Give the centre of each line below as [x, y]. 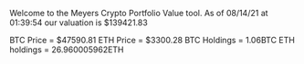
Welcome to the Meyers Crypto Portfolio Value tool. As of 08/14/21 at [139, 13]
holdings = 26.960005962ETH [67, 50]
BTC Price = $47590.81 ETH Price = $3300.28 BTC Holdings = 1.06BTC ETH [152, 40]
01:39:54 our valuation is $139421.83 [79, 23]
